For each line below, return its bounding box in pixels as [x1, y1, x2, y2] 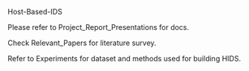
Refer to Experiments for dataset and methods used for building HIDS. [7, 54, 241, 63]
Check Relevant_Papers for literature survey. [7, 38, 157, 48]
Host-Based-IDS [7, 7, 62, 16]
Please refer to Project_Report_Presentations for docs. [7, 23, 190, 31]
